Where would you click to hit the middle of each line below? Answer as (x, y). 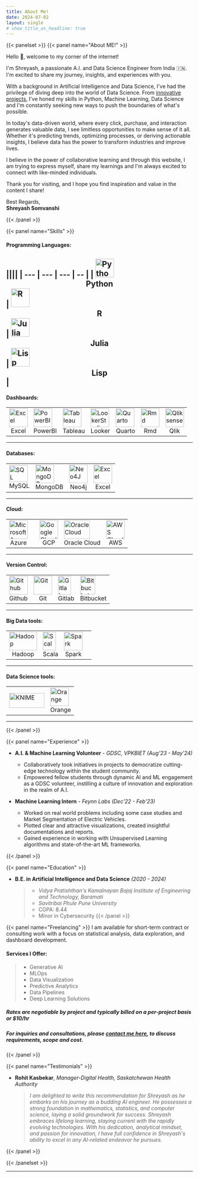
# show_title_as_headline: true (46, 28)
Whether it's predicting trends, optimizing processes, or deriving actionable (98, 136)
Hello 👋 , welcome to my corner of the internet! (62, 56)
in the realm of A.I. (46, 790)
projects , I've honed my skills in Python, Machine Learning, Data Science (95, 99)
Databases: (21, 453)
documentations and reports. (59, 832)
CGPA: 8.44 (53, 909)
